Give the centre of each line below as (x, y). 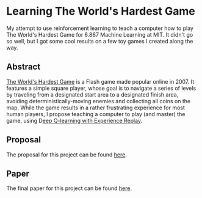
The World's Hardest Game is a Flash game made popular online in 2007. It (100, 81)
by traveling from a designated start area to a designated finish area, (92, 94)
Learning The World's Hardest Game (101, 11)
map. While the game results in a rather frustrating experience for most (96, 108)
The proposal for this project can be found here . (67, 155)
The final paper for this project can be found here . (69, 188)
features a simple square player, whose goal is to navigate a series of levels (101, 88)
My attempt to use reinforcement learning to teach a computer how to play (100, 28)
